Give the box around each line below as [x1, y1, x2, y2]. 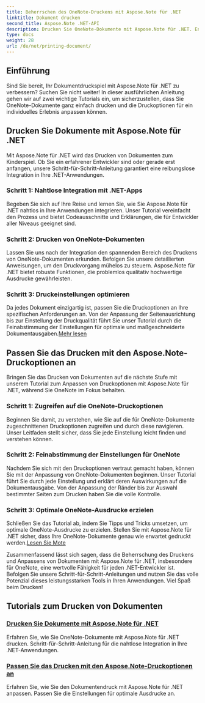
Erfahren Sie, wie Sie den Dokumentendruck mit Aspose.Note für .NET [6, 683, 184, 691]
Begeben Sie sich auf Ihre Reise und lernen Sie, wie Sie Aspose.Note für [6, 200, 188, 207]
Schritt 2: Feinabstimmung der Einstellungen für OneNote [6, 450, 181, 459]
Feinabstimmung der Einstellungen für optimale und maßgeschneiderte [6, 324, 185, 331]
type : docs [6, 32, 34, 38]
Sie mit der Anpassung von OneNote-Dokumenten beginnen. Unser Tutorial [6, 471, 196, 478]
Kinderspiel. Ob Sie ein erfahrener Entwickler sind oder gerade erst [6, 158, 175, 165]
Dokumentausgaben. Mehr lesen [6, 330, 87, 337]
